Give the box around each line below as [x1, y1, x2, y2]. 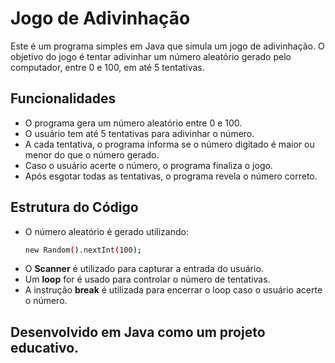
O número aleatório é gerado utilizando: [24, 225, 189, 237]
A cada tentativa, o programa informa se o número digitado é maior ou [24, 138, 315, 150]
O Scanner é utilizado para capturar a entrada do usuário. [24, 263, 264, 275]
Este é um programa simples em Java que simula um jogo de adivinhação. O [10, 40, 325, 52]
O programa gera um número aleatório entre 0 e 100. [24, 117, 243, 129]
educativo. [10, 339, 80, 356]
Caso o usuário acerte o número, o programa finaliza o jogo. [24, 159, 273, 171]
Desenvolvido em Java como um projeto [10, 323, 266, 341]
